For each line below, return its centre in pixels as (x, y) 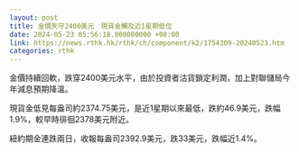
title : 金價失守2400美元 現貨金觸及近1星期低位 (91, 26)
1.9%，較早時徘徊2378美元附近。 (71, 120)
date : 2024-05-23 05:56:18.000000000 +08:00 (94, 34)
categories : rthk (42, 51)
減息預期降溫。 (45, 89)
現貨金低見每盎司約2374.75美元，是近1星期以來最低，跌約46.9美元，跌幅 (145, 108)
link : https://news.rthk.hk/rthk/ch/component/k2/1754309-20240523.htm (147, 43)
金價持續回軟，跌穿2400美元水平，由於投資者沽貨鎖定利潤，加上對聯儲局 (146, 78)
